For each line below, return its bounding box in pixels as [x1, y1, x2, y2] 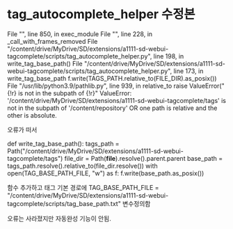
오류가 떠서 [7, 125, 38, 134]
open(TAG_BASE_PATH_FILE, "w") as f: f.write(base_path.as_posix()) [7, 168, 204, 177]
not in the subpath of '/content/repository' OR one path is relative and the [7, 104, 218, 112]
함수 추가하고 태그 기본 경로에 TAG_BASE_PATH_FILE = [7, 183, 159, 191]
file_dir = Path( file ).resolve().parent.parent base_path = [64, 154, 223, 162]
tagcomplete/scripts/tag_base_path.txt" [7, 199, 122, 207]
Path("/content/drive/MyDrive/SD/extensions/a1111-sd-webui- [7, 147, 184, 155]
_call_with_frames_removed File [7, 37, 98, 45]
